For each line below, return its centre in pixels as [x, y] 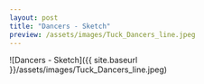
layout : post [34, 18]
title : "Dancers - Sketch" [60, 26]
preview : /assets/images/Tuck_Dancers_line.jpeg [102, 34]
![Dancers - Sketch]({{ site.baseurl [74, 61]
